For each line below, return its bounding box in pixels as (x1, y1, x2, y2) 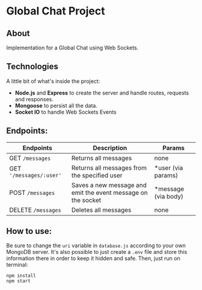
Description (93, 143, 127, 152)
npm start (6, 278, 31, 284)
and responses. (14, 95, 54, 103)
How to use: (6, 226, 52, 236)
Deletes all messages (71, 206, 132, 214)
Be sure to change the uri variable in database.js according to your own (6, 242, 186, 249)
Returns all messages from (71, 164, 147, 172)
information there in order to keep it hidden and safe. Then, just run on (6, 255, 180, 262)
